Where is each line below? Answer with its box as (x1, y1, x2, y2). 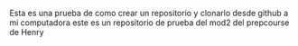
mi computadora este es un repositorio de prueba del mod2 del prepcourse (9, 17, 290, 28)
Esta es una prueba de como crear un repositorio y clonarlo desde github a (9, 8, 289, 18)
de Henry (9, 27, 44, 37)
